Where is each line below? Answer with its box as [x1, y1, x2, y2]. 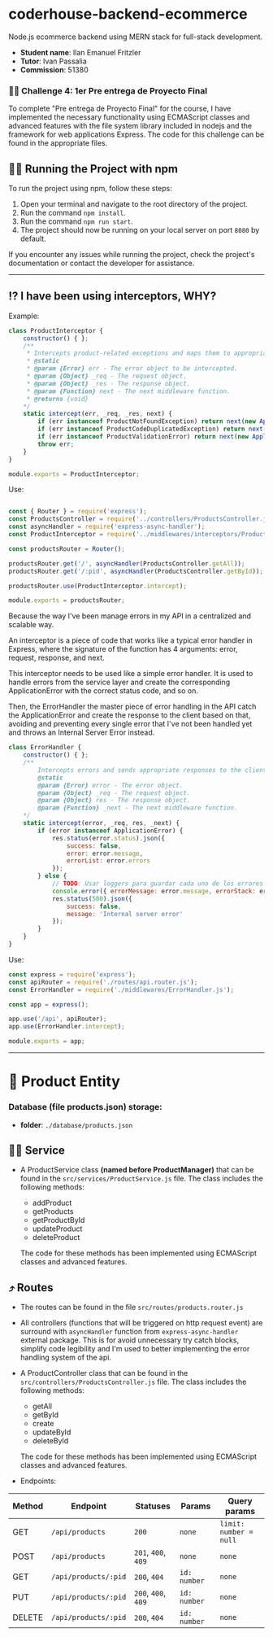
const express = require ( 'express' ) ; [8, 970, 136, 979]
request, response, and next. [8, 653, 105, 663]
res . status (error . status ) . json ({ [51, 834, 165, 842]
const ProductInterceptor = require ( [8, 530, 136, 539]
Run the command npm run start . [19, 216, 133, 226]
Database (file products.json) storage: [8, 1102, 162, 1113]
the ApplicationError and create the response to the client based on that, [8, 710, 251, 720]
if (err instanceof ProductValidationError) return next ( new [37, 433, 249, 441]
